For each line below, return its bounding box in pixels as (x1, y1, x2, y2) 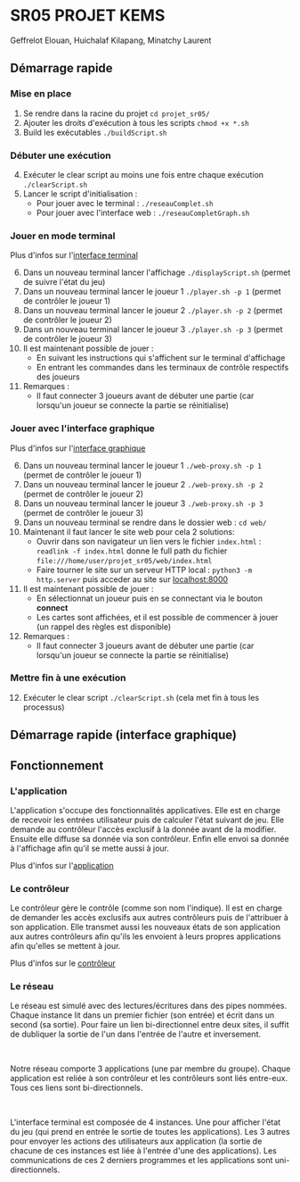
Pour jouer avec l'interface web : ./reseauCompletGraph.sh (36, 207, 250, 218)
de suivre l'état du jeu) (22, 277, 106, 287)
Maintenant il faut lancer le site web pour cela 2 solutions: (22, 526, 235, 537)
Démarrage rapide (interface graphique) (10, 728, 237, 743)
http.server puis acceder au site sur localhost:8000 (36, 573, 229, 585)
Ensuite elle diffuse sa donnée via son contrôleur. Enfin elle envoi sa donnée (10, 833, 289, 844)
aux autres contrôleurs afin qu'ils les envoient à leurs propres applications (10, 931, 281, 942)
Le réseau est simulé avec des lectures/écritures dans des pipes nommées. (10, 1001, 288, 1011)
